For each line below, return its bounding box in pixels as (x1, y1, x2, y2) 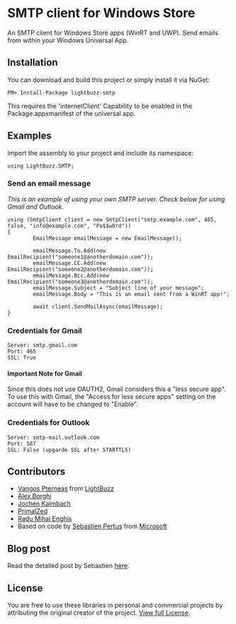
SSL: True (7, 354, 37, 361)
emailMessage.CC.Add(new (33, 259, 106, 267)
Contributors (7, 466, 66, 478)
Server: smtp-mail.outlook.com (7, 434, 100, 441)
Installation (7, 57, 58, 69)
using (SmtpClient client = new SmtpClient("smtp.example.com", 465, (7, 216, 218, 223)
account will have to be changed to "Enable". (7, 400, 138, 409)
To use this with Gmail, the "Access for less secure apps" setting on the (7, 393, 216, 401)
